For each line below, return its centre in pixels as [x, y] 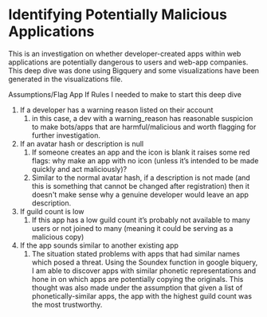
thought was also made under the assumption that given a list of [137, 288]
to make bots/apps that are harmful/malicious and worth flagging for [144, 127]
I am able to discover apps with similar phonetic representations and [144, 270]
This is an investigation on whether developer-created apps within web [125, 53]
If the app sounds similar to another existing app [99, 245]
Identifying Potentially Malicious [118, 15]
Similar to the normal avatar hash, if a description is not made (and [141, 178]
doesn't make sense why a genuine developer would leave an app [140, 194]
